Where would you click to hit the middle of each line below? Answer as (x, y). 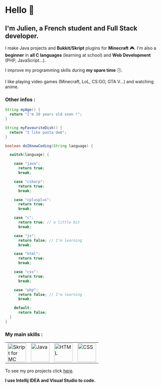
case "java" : (27, 164)
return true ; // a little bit (49, 223)
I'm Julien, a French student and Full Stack (71, 28)
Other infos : (20, 99)
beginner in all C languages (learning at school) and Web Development (78, 55)
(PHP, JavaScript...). (26, 60)
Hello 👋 (20, 10)
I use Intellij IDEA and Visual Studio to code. (50, 381)
